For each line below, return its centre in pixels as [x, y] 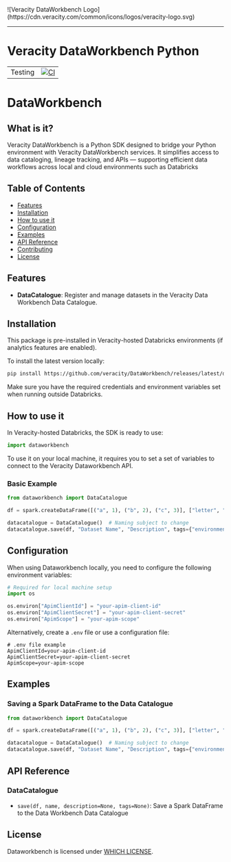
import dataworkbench [38, 445]
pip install [24, 374]
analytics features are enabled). [52, 348]
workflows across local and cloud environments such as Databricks [103, 166]
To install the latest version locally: [56, 361]
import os [21, 594]
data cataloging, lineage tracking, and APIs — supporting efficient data [107, 159]
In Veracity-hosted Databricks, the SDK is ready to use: [85, 433]
